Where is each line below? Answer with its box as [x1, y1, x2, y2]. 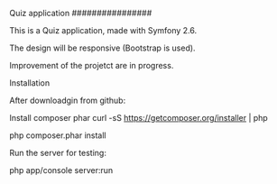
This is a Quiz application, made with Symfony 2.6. [9, 25, 198, 35]
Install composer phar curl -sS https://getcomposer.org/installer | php [9, 113, 268, 123]
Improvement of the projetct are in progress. [9, 60, 174, 70]
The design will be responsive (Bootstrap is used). [9, 42, 196, 53]
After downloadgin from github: [9, 95, 126, 106]
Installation [9, 78, 51, 88]
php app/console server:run [9, 165, 114, 175]
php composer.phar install [9, 130, 106, 141]
